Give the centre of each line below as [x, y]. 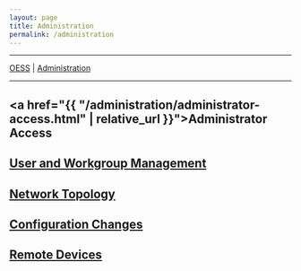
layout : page [34, 17]
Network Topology [62, 194]
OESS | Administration [50, 68]
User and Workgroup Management [108, 164]
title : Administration [52, 26]
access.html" [48, 119]
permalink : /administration [62, 34]
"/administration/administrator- [169, 105]
